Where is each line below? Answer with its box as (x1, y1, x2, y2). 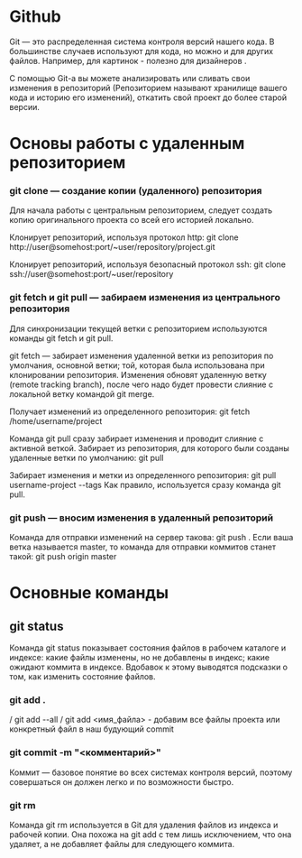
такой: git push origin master (9, 551, 117, 562)
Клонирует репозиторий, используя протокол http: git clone (9, 232, 239, 243)
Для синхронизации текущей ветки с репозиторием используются (9, 323, 268, 334)
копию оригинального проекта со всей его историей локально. (9, 215, 254, 226)
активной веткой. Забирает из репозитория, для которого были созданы (9, 442, 290, 453)
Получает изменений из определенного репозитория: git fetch (9, 406, 251, 417)
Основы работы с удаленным (9, 134, 245, 154)
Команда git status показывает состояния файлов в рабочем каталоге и (9, 642, 287, 653)
